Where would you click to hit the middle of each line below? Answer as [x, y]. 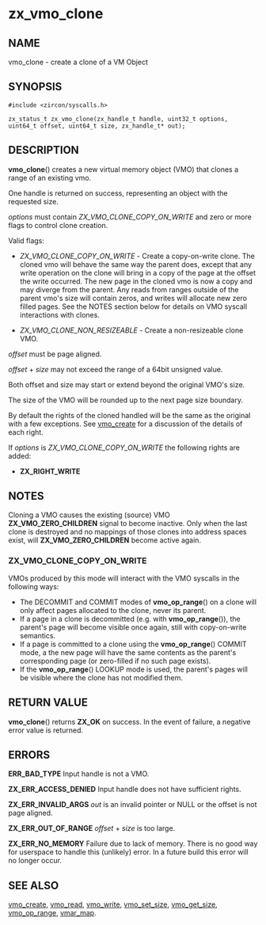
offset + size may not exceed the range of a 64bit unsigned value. [116, 369]
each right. [26, 432]
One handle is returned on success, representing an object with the [118, 193]
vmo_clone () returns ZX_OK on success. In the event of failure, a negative [129, 721]
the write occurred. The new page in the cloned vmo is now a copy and [136, 281]
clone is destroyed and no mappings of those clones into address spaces [127, 532]
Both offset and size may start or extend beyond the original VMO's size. [127, 384]
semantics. [38, 635]
